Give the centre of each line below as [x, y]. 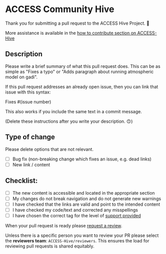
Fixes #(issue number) [28, 102]
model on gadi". [21, 77]
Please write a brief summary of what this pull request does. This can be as [83, 66]
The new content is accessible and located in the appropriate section [83, 193]
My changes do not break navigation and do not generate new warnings [87, 198]
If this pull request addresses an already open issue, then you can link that [82, 87]
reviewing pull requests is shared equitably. [50, 246]
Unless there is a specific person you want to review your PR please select [82, 235]
